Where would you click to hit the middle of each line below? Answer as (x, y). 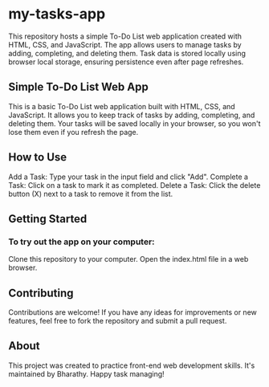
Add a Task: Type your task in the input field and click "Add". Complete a (128, 177)
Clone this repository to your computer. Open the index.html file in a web (128, 259)
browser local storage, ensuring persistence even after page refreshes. (126, 62)
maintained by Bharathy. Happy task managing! (86, 373)
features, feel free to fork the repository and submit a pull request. (118, 321)
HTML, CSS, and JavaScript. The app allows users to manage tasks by (125, 44)
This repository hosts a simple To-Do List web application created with (125, 36)
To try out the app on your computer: (82, 242)
